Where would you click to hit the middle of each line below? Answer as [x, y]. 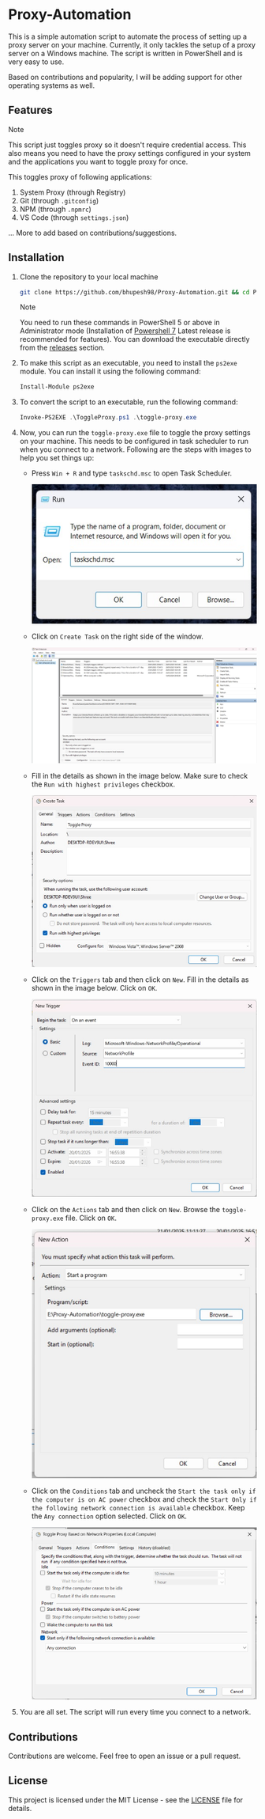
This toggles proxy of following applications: [80, 176]
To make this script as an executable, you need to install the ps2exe [129, 363]
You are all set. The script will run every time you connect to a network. [135, 1712]
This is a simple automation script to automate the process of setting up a [127, 36]
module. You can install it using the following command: [110, 371]
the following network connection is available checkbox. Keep [138, 1507]
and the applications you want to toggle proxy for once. [98, 161]
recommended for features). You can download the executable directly [134, 339]
